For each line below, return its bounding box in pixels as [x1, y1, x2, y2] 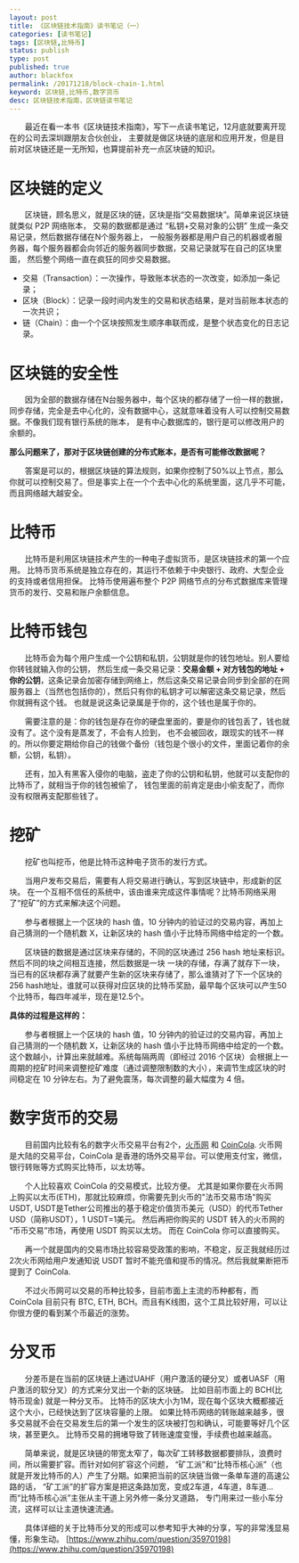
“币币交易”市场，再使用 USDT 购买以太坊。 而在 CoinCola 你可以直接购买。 [9, 1225, 285, 1235]
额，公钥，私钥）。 [9, 749, 76, 760]
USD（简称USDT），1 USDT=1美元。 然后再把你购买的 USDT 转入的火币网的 [9, 1214, 285, 1224]
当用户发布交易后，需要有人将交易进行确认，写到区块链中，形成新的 [25, 875, 274, 887]
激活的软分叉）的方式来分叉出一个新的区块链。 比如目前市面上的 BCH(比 [16, 1384, 283, 1395]
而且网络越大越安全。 [9, 487, 87, 499]
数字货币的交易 [9, 1109, 119, 1128]
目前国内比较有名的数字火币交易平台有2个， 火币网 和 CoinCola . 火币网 [25, 1140, 283, 1150]
